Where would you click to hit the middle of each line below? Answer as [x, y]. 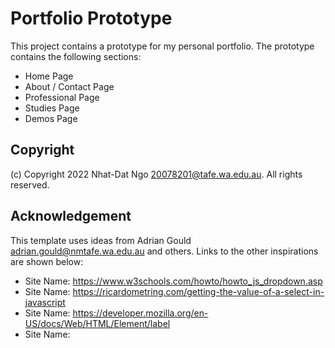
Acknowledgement [71, 216]
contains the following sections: [76, 56]
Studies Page [52, 108]
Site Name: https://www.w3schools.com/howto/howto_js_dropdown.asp [173, 281]
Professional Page [62, 97]
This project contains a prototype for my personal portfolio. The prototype [162, 46]
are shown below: [47, 261]
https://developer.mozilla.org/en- [140, 313]
